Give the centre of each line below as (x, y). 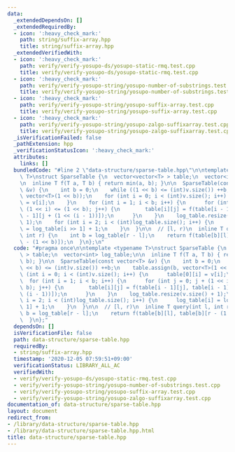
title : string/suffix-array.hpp (67, 46)
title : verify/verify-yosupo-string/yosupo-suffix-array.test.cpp (119, 111)
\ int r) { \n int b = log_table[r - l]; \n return (103, 235)
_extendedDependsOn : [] (48, 20)
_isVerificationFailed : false (57, 137)
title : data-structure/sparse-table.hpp (67, 437)
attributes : (31, 157)
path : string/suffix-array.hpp (65, 40)
